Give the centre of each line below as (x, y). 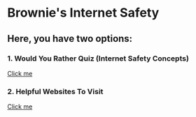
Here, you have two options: (70, 39)
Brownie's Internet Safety (83, 13)
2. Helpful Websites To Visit (55, 91)
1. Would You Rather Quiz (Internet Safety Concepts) (98, 58)
